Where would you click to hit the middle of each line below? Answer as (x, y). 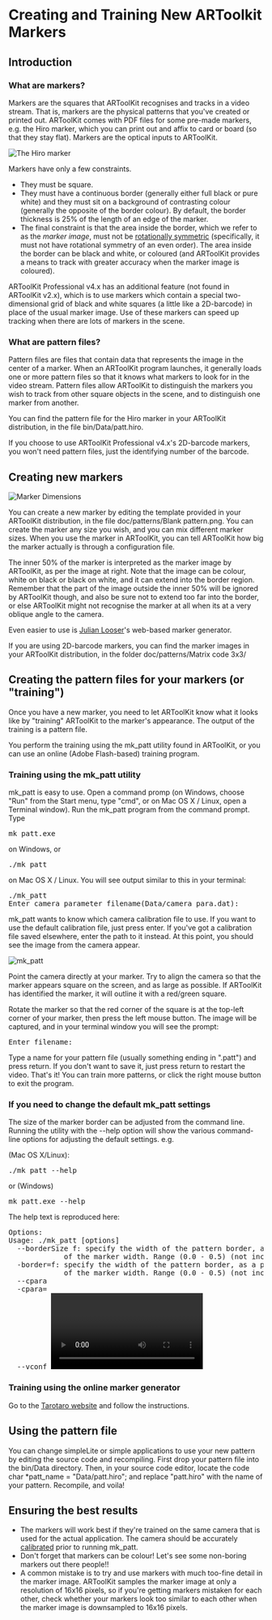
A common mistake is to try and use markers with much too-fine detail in (141, 1573)
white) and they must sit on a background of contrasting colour (125, 201)
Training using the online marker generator (94, 1388)
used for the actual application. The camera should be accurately (129, 1539)
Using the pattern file (63, 1431)
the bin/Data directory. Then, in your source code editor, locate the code (129, 1467)
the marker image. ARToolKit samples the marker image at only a (128, 1582)
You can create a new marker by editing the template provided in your (125, 512)
